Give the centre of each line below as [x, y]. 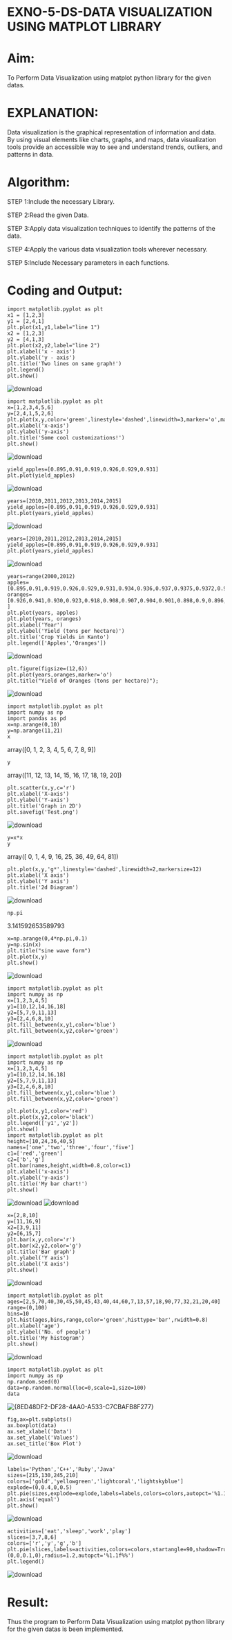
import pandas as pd [37, 718]
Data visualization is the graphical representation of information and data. [112, 132]
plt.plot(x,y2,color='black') [51, 1117]
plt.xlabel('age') [33, 1326]
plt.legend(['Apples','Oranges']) [57, 643]
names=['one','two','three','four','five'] [71, 1147]
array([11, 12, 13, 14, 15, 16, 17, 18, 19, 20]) [65, 775]
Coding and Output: [65, 291]
